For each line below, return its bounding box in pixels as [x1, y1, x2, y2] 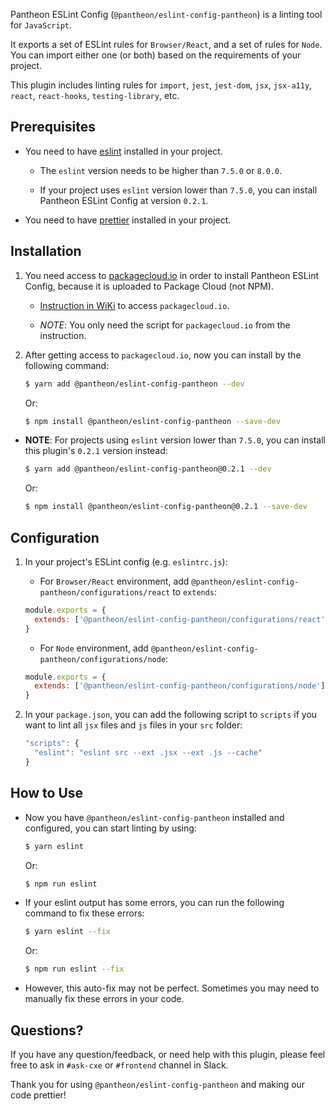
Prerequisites [10, 119, 96, 136]
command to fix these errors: [24, 907, 145, 919]
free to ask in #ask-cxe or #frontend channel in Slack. [10, 1059, 229, 1071]
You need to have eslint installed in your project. [24, 145, 223, 157]
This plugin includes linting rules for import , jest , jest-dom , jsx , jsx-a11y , [10, 79, 313, 91]
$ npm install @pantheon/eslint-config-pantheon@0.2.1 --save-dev [24, 502, 308, 512]
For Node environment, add [39, 642, 149, 654]
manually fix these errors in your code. [24, 993, 185, 1005]
